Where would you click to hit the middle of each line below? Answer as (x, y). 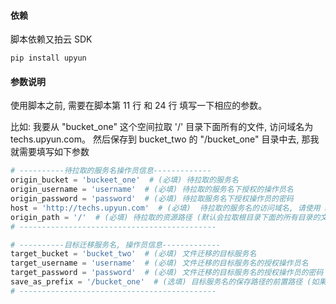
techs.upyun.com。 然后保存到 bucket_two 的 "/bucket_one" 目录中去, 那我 (165, 139)
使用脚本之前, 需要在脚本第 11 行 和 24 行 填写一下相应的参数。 (139, 106)
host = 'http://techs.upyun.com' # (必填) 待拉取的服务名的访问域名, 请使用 (165, 208)
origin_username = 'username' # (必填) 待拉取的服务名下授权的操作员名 (152, 190)
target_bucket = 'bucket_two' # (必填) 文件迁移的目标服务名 (133, 254)
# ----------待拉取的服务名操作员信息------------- (111, 171)
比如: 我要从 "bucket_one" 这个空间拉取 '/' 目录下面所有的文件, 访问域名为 (162, 127)
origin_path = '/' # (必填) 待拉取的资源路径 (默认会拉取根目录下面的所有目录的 (165, 217)
